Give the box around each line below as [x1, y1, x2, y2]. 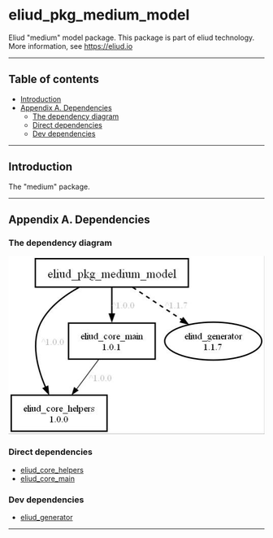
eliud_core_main [19, 474, 76, 483]
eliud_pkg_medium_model [8, 6, 190, 24]
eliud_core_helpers [19, 465, 84, 475]
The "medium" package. [8, 182, 91, 191]
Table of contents [8, 72, 99, 86]
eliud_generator [19, 513, 73, 523]
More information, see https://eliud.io [8, 41, 133, 50]
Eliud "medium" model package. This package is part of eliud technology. [8, 33, 255, 42]
